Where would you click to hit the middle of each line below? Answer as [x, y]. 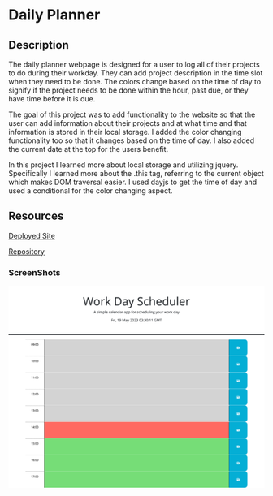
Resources [36, 216]
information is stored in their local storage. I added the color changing [125, 132]
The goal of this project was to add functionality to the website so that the [132, 114]
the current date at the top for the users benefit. [89, 149]
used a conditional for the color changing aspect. [91, 191]
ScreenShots [35, 272]
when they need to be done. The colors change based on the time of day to [135, 82]
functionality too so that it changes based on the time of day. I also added [132, 140]
